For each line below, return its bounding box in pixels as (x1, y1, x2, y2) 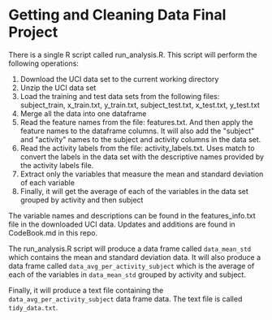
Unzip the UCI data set (19, 83, 97, 93)
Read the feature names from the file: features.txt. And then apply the (19, 117, 253, 127)
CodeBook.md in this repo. (8, 227, 98, 237)
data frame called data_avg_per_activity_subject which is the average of (8, 261, 255, 270)
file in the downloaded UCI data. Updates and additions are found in (8, 219, 235, 229)
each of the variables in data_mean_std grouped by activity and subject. (8, 270, 246, 279)
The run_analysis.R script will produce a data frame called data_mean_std (8, 244, 252, 253)
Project (8, 23, 58, 41)
